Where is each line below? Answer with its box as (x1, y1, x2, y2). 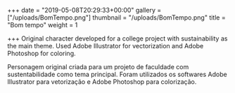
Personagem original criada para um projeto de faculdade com (7, 63, 189, 71)
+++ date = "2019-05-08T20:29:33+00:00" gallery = (7, 6, 162, 14)
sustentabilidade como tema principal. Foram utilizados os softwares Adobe (7, 70, 227, 78)
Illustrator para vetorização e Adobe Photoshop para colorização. (7, 78, 197, 86)
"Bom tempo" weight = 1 (7, 21, 78, 29)
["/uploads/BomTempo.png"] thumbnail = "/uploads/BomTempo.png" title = (7, 13, 227, 22)
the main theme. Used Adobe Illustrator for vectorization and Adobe (7, 42, 204, 50)
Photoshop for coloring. (7, 49, 76, 57)
